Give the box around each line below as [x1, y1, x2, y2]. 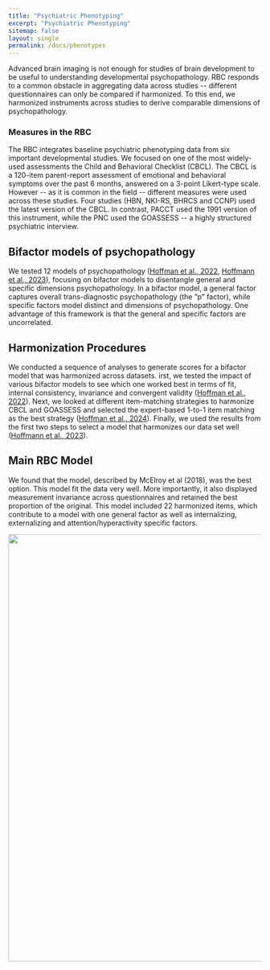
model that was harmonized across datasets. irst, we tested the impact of [8, 371, 252, 380]
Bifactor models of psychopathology [8, 245, 195, 258]
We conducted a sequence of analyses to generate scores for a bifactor [8, 363, 247, 372]
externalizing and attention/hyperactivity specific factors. [8, 518, 198, 528]
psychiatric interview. [8, 222, 79, 232]
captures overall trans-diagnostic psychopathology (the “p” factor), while [8, 292, 251, 302]
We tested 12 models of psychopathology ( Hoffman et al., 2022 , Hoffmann [8, 266, 256, 276]
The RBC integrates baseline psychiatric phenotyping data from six [8, 145, 231, 154]
